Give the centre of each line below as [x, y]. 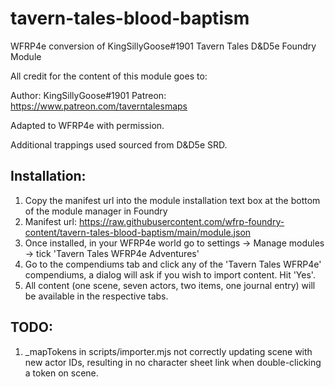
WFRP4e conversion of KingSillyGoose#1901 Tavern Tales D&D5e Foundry [163, 46]
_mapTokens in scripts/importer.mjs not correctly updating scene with [168, 351]
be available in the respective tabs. [96, 296]
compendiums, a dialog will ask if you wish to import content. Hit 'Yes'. [170, 274]
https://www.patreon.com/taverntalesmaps [99, 106]
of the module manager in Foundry [96, 211]
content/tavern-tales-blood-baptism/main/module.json [138, 232]
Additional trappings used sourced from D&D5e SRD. [119, 144]
